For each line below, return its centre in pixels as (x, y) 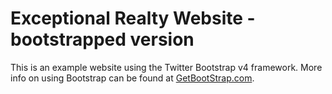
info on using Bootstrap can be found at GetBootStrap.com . (132, 78)
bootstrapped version (102, 39)
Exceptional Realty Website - (133, 18)
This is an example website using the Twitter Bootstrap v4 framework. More (166, 67)
